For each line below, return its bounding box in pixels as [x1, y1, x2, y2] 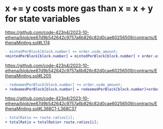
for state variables [5, 13, 81, 24]
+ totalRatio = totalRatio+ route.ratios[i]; [5, 120, 98, 125]
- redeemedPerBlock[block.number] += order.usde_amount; [5, 82, 123, 87]
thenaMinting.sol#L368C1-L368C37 [5, 106, 77, 112]
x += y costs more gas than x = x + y [5, 3, 153, 14]
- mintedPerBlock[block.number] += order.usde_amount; [5, 49, 118, 54]
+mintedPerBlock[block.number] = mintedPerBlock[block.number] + [5, 54, 140, 58]
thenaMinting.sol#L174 [5, 39, 50, 45]
